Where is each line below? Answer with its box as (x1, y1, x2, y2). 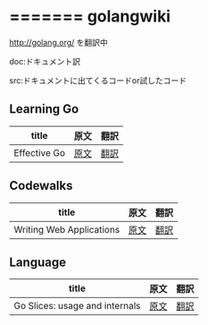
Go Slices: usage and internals (13, 300, 141, 312)
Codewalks (9, 178, 73, 193)
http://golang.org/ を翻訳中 (9, 37, 109, 47)
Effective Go (13, 146, 65, 158)
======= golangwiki (9, 6, 171, 27)
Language (9, 254, 67, 269)
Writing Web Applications (13, 223, 121, 235)
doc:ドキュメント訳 (9, 56, 80, 66)
